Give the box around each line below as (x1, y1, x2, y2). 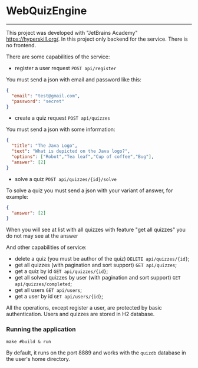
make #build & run (6, 339, 51, 344)
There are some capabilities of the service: (6, 53, 110, 60)
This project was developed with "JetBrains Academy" (6, 29, 138, 36)
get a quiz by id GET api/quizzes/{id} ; (14, 268, 108, 275)
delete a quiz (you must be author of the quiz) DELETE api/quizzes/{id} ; (14, 255, 190, 262)
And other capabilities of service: (6, 244, 87, 251)
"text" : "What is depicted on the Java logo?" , (11, 149, 131, 155)
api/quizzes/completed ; (14, 280, 72, 287)
